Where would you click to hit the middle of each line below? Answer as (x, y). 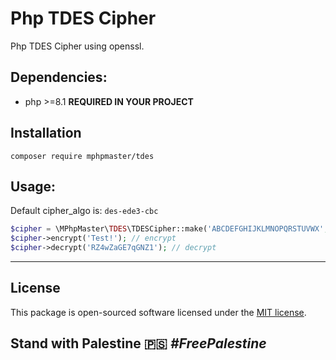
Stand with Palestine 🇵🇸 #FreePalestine (138, 343)
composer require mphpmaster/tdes (82, 156)
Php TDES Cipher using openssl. (77, 46)
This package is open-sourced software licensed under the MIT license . (158, 312)
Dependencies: (59, 77)
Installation (46, 133)
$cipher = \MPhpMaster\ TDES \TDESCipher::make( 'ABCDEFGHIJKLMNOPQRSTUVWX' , (169, 229)
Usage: (33, 186)
